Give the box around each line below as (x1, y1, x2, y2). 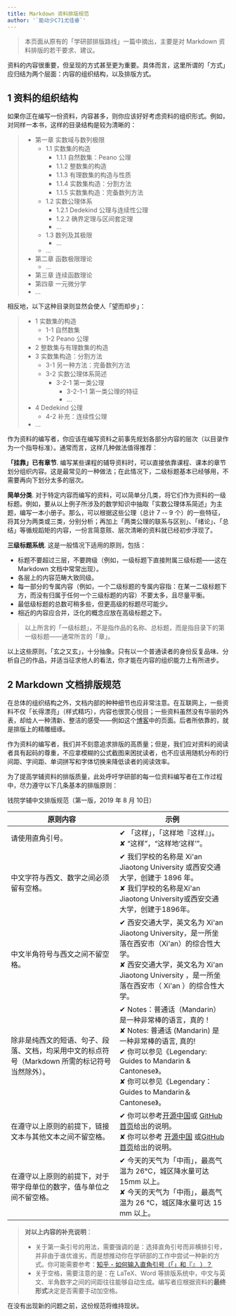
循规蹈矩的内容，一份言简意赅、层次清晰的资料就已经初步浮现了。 (25, 526, 216, 535)
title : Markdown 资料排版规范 (7, 10, 89, 18)
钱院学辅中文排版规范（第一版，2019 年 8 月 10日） (7, 796, 156, 804)
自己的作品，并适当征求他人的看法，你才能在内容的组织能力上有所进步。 (13, 656, 223, 665)
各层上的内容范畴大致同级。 (17, 573, 98, 582)
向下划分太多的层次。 (25, 476, 88, 485)
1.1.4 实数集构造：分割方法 (55, 180, 132, 188)
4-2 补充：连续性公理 (45, 412, 107, 421)
